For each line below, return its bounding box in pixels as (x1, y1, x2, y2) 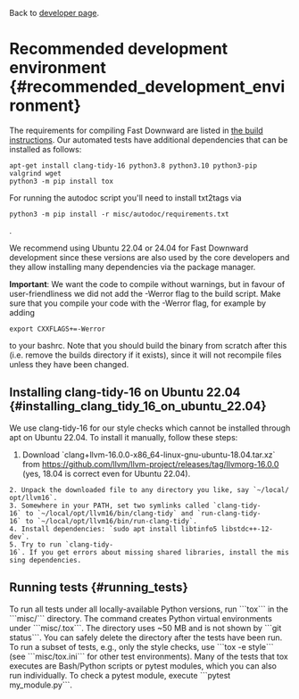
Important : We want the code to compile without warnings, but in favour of (9, 278, 286, 289)
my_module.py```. (9, 679, 73, 690)
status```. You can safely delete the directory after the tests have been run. (9, 632, 283, 643)
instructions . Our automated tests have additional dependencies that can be (9, 134, 288, 145)
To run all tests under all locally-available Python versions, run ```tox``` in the (9, 604, 288, 614)
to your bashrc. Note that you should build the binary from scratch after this (9, 340, 287, 350)
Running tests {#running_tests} (9, 580, 189, 596)
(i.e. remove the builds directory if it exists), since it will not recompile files (9, 349, 282, 360)
